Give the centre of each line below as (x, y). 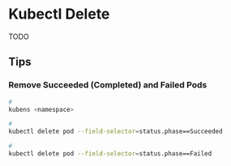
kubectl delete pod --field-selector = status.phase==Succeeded (115, 132)
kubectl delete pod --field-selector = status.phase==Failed (110, 154)
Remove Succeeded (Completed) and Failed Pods (108, 85)
